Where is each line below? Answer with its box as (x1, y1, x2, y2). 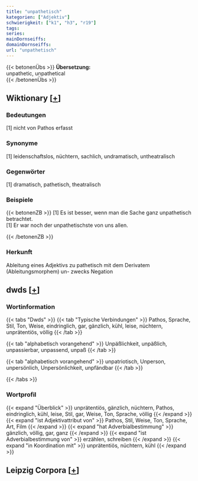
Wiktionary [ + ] (6, 93, 61, 104)
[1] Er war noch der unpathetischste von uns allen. (6, 222, 128, 229)
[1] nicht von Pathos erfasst (6, 124, 73, 132)
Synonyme (6, 139, 38, 147)
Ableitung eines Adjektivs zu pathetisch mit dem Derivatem (6, 261, 150, 268)
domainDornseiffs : (6, 42, 51, 48)
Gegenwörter (6, 167, 46, 175)
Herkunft (6, 248, 33, 256)
